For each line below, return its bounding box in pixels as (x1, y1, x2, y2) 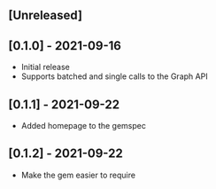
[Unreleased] (8, 8, 83, 23)
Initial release (20, 62, 70, 73)
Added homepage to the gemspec (20, 121, 147, 131)
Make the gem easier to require (20, 169, 136, 180)
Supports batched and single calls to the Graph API (20, 71, 209, 82)
